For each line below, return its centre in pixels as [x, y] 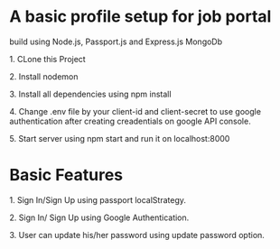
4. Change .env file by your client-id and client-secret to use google [135, 111]
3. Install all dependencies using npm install [90, 94]
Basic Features [66, 175]
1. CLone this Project [47, 59]
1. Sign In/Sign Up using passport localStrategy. [98, 199]
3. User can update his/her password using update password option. [137, 235]
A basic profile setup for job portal [140, 17]
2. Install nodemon [44, 76]
